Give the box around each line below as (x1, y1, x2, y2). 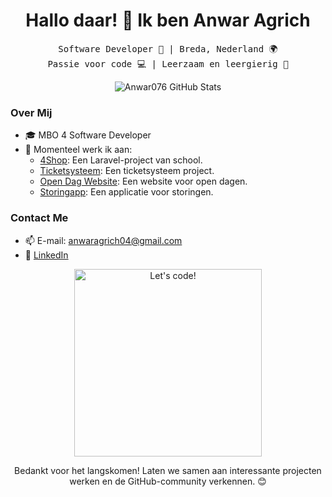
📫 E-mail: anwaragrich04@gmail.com (24, 234, 183, 246)
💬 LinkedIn (24, 249, 69, 261)
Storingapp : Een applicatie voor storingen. (39, 186, 214, 198)
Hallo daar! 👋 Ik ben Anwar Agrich (25, 9, 311, 32)
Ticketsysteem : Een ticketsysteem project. (39, 165, 215, 177)
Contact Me (10, 211, 69, 225)
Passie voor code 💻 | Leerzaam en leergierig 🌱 (47, 58, 289, 69)
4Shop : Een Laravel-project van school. (39, 154, 203, 166)
